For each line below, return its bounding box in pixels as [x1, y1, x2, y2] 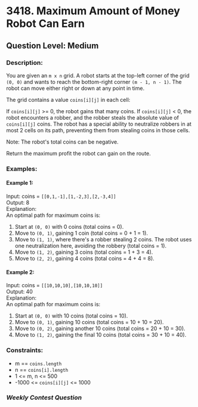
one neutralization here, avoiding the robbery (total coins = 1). [14, 243, 167, 249]
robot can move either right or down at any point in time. [6, 85, 145, 92]
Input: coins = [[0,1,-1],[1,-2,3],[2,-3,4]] [6, 192, 116, 200]
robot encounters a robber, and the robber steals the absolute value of [6, 114, 180, 121]
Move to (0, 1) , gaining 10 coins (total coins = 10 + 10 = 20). [14, 319, 164, 326]
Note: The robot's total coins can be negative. [6, 138, 119, 145]
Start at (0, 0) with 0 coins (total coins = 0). [14, 223, 124, 230]
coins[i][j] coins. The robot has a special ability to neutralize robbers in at [6, 120, 192, 128]
